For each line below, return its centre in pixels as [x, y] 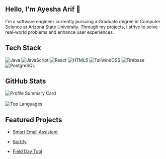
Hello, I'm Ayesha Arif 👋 [43, 9]
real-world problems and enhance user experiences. [60, 32]
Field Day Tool [27, 151]
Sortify [19, 142]
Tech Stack [23, 48]
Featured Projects [34, 120]
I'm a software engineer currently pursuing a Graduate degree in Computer [83, 21]
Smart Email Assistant [35, 132]
